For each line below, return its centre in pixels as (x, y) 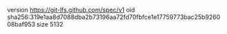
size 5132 (50, 24)
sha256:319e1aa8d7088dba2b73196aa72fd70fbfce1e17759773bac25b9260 (114, 17)
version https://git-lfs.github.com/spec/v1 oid (71, 10)
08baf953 (21, 24)
